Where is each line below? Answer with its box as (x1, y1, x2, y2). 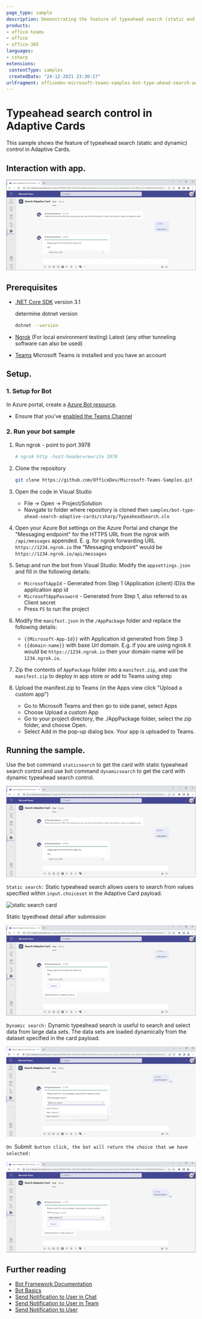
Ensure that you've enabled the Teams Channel (14, 412, 132, 419)
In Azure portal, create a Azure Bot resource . (6, 401, 117, 408)
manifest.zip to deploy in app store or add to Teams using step (14, 672, 173, 679)
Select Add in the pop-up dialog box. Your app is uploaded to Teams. (23, 728, 195, 735)
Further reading (6, 1264, 66, 1274)
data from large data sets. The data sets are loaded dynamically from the (6, 1028, 187, 1035)
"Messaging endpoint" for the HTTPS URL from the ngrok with (14, 530, 170, 538)
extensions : (6, 60, 36, 66)
